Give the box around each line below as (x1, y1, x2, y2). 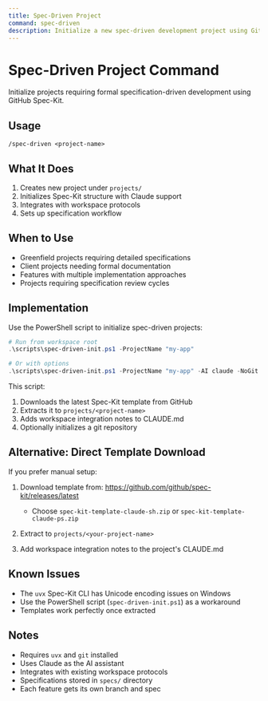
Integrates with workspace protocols (19, 200, 141, 209)
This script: (8, 382, 45, 391)
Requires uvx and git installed (19, 650, 119, 659)
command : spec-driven (8, 19, 81, 27)
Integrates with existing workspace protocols (19, 667, 168, 676)
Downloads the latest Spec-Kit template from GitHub (19, 397, 193, 407)
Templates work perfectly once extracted (19, 605, 156, 615)
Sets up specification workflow (19, 208, 122, 218)
